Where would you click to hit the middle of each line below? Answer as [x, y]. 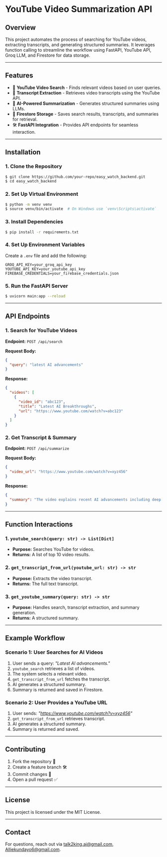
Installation [23, 152]
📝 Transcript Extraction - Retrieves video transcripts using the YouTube [86, 92]
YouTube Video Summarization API [79, 9]
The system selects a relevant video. [50, 674]
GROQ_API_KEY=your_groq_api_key [39, 264]
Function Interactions [39, 525]
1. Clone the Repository [34, 167]
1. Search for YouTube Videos [41, 331]
